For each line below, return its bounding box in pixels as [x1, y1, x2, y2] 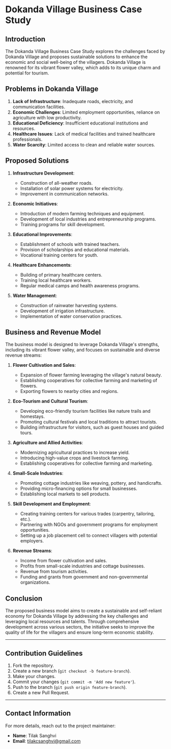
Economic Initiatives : [12, 201, 59, 207]
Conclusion [5, 594, 43, 603]
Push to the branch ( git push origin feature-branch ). [12, 684, 127, 690]
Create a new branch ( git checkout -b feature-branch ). [12, 668, 131, 674]
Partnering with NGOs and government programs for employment [20, 521, 158, 528]
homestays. [20, 413, 45, 419]
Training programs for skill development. [20, 221, 105, 228]
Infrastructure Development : [12, 170, 75, 176]
